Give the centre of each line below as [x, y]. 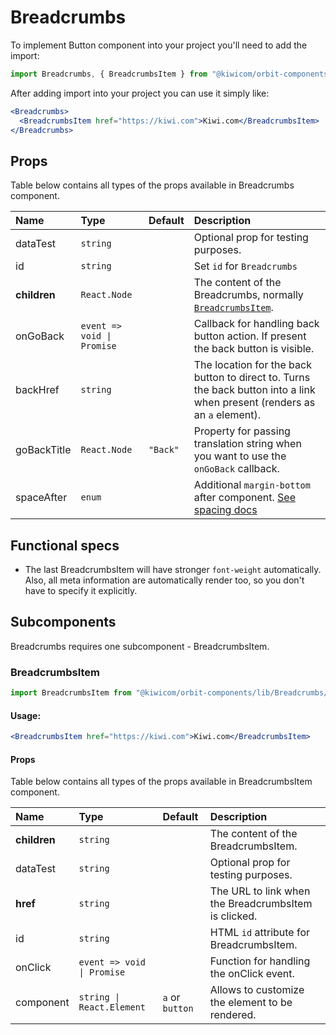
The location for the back [252, 365]
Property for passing [242, 431]
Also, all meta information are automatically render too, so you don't [164, 580]
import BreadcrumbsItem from [71, 693]
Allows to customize [257, 990]
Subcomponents [63, 622]
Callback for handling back [256, 324]
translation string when [247, 444]
